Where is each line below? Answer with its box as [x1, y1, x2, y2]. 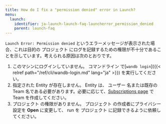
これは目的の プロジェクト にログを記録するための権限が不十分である [14, 46, 157, 52]
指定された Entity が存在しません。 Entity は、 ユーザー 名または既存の [12, 82, 158, 88]
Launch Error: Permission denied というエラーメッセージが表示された [5, 40, 151, 46]
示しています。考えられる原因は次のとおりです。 [14, 53, 114, 59]
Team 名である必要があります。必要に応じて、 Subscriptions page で [12, 88, 154, 94]
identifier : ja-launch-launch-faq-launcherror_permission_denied [14, 21, 154, 26]
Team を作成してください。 [12, 94, 69, 100]
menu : [5, 12, 17, 17]
